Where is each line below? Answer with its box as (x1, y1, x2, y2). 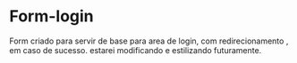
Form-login (9, 6, 94, 27)
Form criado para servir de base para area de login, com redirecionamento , (9, 35, 289, 46)
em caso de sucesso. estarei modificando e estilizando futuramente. (9, 44, 262, 55)
